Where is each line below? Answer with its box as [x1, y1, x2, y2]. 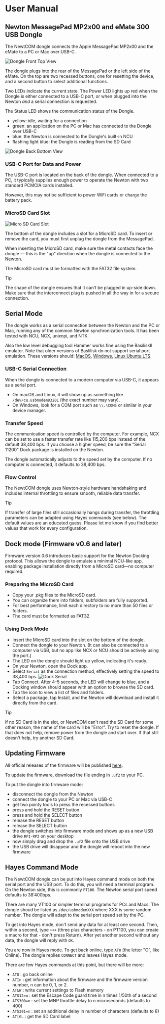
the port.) [12, 652, 32, 658]
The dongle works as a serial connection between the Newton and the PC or [5, 323, 160, 328]
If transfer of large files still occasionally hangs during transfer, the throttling [5, 510, 160, 515]
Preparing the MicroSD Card [5, 581, 74, 588]
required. [5, 568, 24, 574]
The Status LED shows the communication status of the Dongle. [5, 108, 134, 114]
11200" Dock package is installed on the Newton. [5, 447, 104, 453]
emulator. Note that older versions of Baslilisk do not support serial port [5, 348, 150, 354]
